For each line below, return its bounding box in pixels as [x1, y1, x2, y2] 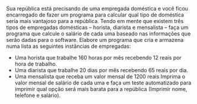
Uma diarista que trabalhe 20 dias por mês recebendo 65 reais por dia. [14, 67, 189, 73]
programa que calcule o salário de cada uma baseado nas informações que [6, 30, 191, 37]
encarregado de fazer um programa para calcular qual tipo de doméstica [6, 11, 185, 18]
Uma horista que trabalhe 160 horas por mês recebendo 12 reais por [14, 54, 182, 61]
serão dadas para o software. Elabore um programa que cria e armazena [6, 37, 184, 43]
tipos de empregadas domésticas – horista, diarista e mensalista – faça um [6, 24, 189, 31]
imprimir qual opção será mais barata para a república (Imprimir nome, [14, 86, 188, 92]
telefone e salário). [14, 92, 61, 99]
